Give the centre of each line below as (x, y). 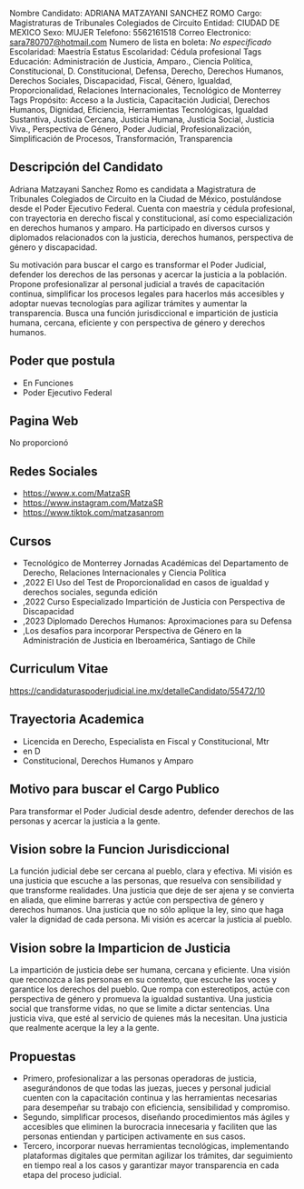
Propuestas (43, 1057)
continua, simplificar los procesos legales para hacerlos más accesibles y (147, 294)
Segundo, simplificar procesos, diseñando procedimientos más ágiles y (156, 1116)
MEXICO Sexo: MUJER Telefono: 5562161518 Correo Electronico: (130, 32)
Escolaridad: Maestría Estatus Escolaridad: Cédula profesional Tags (136, 52)
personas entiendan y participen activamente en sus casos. (134, 1136)
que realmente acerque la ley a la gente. (84, 1028)
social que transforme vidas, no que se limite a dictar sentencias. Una (140, 1009)
